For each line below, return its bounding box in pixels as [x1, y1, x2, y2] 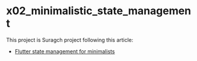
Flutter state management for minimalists [14, 47, 115, 54]
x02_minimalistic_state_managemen [6, 4, 192, 18]
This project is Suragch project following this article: [6, 36, 134, 43]
